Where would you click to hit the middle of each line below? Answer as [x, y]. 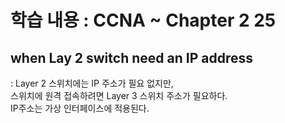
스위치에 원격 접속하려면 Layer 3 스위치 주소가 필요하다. [119, 95]
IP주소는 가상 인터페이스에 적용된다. [80, 108]
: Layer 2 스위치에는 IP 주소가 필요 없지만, [92, 83]
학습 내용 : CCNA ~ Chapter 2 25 [143, 20]
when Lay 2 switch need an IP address [131, 57]
